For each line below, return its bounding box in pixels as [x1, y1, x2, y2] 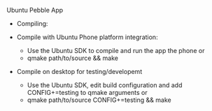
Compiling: [16, 20, 48, 27]
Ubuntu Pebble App [6, 6, 64, 14]
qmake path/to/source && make [27, 54, 118, 62]
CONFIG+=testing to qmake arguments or [27, 89, 148, 96]
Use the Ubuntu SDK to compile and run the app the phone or [27, 47, 205, 54]
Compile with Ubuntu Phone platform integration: [16, 33, 158, 41]
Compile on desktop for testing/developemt [16, 68, 143, 75]
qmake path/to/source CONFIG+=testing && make [27, 96, 172, 104]
